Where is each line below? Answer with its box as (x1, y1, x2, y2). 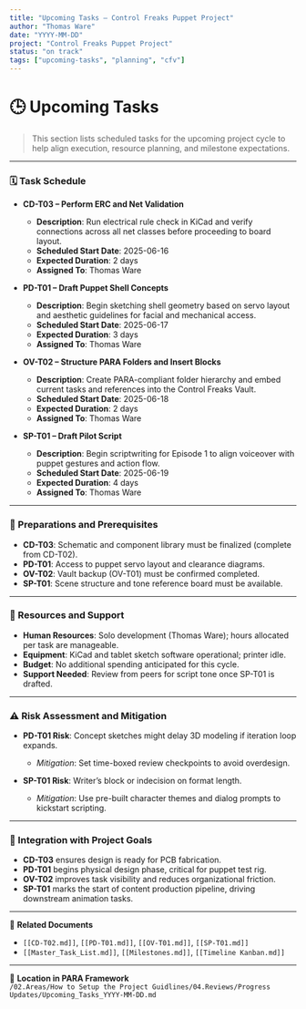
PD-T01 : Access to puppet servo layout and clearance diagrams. (22, 558, 266, 570)
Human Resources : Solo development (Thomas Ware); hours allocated (22, 630, 290, 641)
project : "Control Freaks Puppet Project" (9, 38, 173, 48)
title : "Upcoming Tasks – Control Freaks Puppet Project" (9, 13, 234, 23)
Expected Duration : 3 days (36, 329, 138, 340)
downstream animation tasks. (22, 893, 134, 904)
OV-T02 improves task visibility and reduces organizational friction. (22, 874, 276, 885)
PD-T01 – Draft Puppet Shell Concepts (22, 283, 168, 293)
